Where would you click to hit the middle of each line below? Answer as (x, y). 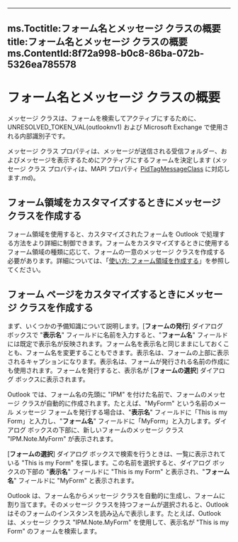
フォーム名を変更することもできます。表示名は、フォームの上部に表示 (127, 352)
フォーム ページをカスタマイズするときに (97, 294)
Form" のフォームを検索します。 (54, 531)
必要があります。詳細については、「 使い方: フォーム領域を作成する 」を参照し (119, 261)
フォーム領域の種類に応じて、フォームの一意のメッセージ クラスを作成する (116, 252)
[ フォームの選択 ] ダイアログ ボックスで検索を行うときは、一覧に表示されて (117, 454)
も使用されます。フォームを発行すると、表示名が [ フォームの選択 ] (103, 370)
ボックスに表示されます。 (52, 379)
